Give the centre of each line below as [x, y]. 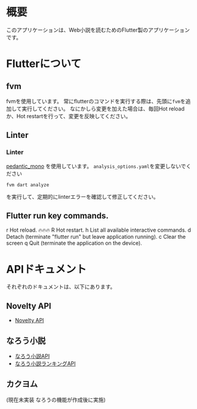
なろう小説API [32, 356]
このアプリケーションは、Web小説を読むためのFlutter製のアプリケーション [98, 30]
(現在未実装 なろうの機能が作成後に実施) [56, 399]
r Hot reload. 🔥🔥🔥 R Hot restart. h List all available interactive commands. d [98, 230]
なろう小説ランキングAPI [45, 364]
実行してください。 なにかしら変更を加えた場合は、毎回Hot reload [103, 109]
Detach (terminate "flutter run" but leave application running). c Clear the [96, 237]
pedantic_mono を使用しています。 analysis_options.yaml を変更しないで [96, 166]
